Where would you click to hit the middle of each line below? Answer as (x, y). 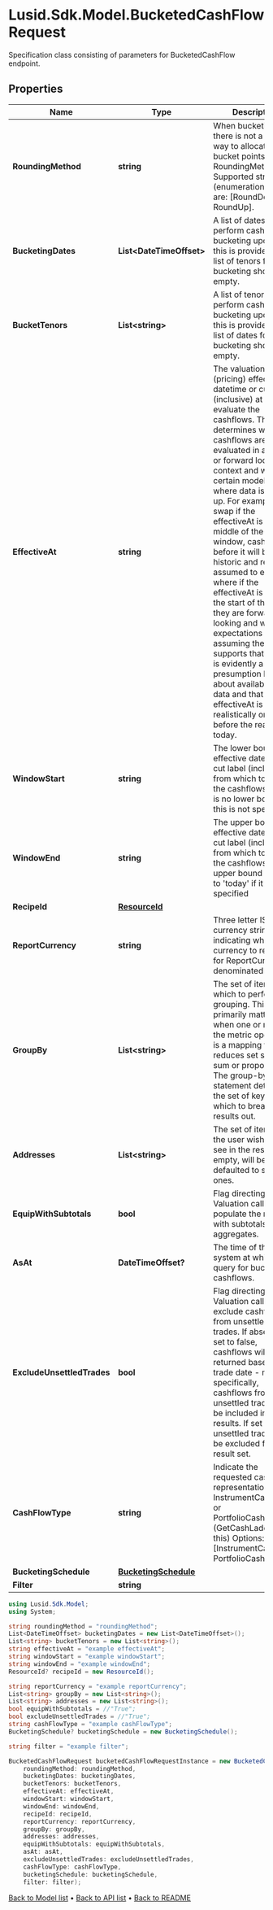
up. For (226, 500)
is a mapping (237, 1044)
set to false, (235, 1341)
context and (236, 470)
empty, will (233, 1159)
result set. (232, 1454)
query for (231, 1267)
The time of (235, 1247)
